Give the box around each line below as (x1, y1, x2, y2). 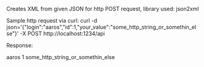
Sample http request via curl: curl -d (6, 17, 98, 24)
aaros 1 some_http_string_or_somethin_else (6, 54, 115, 60)
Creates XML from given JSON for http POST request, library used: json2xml (6, 5, 199, 12)
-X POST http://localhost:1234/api (20, 30, 105, 37)
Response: (6, 42, 34, 49)
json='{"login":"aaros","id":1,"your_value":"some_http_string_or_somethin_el (6, 24, 197, 30)
